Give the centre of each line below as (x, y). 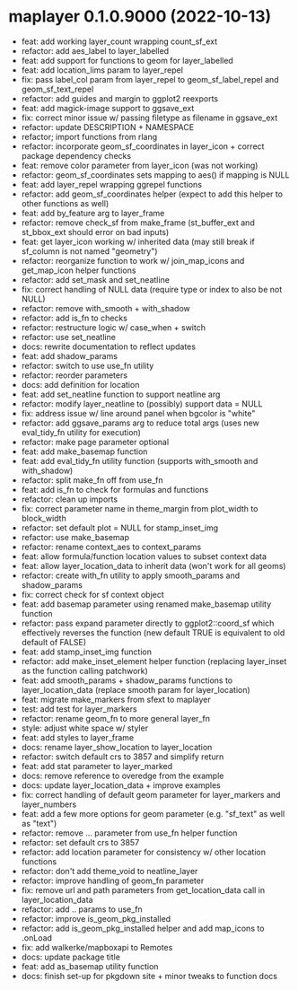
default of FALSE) (54, 642)
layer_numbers (49, 804)
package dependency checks (76, 155)
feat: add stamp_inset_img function (87, 652)
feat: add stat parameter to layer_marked (97, 766)
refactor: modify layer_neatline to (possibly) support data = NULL (142, 403)
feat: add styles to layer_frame (78, 737)
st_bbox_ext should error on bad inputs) (95, 232)
